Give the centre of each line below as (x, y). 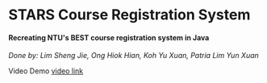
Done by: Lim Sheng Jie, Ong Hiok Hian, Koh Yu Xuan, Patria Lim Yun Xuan (134, 56)
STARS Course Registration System (129, 15)
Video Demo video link (46, 71)
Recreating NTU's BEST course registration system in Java (109, 37)
